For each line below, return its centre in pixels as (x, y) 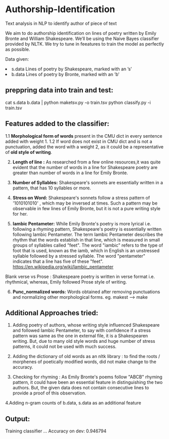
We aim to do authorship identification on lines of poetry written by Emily (81, 33)
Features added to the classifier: (57, 124)
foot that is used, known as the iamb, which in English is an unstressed (86, 250)
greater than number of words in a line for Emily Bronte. (70, 173)
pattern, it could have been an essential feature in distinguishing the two (88, 382)
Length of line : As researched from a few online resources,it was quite (87, 162)
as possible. (18, 49)
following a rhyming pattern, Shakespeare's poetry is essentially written (87, 229)
